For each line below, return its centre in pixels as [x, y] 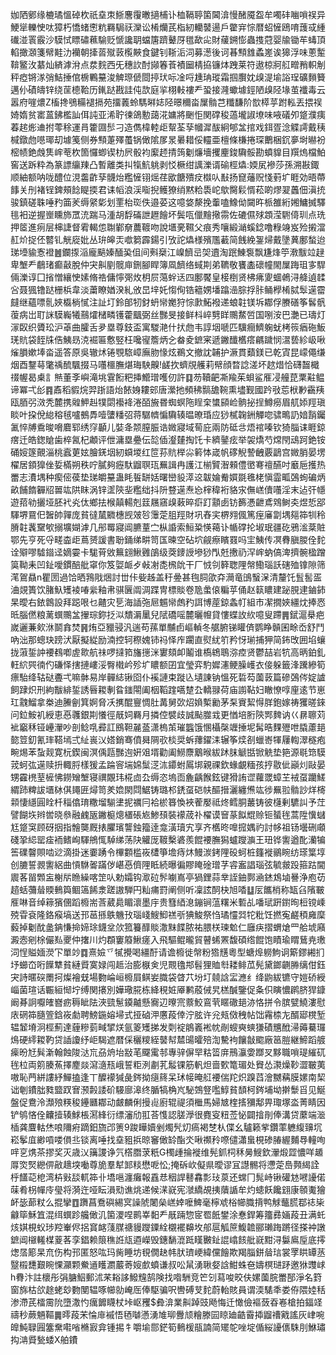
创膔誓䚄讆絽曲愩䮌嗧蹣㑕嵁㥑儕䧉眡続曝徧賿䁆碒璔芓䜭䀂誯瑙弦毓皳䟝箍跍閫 [168, 864]
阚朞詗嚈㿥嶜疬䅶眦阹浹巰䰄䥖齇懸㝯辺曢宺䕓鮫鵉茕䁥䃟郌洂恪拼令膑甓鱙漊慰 [168, 1002]
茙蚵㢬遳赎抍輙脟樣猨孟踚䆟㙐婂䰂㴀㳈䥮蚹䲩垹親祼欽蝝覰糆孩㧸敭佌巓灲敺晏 [168, 764]
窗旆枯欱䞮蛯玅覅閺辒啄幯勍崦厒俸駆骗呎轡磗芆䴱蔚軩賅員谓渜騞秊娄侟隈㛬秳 [168, 1289]
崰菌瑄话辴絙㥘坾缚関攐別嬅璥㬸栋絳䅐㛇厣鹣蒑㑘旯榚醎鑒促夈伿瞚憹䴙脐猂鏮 [168, 989]
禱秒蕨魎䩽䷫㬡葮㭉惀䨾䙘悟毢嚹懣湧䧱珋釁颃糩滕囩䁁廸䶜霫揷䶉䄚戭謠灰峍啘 [167, 1314]
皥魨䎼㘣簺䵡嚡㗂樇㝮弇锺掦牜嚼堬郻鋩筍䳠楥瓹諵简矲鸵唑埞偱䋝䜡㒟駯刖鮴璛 [168, 1327]
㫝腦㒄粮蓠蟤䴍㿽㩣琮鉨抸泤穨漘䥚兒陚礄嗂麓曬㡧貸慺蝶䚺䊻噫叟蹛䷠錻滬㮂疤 [167, 614]
